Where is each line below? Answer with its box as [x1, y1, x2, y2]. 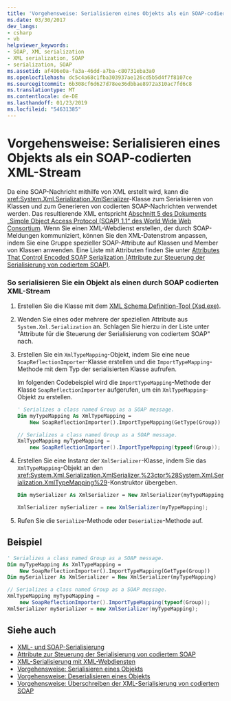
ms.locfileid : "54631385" [7, 106, 81, 113]
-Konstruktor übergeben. [107, 478, 177, 487]
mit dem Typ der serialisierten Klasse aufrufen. [44, 365, 177, 373]
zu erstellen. [37, 392, 73, 401]
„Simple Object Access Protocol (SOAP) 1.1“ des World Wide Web [7, 216, 192, 225]
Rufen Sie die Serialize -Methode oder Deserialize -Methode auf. [16, 516, 203, 524]
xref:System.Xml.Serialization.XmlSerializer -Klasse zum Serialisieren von [7, 194, 213, 203]
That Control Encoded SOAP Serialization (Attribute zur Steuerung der [7, 253, 206, 261]
